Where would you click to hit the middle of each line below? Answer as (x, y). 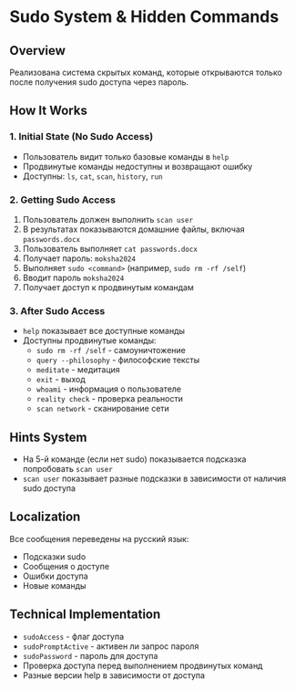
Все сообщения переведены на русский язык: (99, 538)
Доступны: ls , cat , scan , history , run (93, 176)
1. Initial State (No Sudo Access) (81, 137)
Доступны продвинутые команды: (89, 340)
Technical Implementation (85, 615)
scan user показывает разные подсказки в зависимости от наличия (154, 479)
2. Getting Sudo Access (63, 200)
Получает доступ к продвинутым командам (108, 287)
